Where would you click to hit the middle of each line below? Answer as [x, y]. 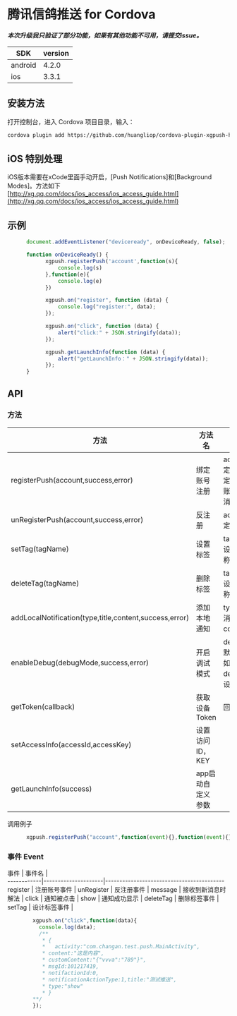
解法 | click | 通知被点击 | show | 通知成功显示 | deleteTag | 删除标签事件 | [113, 898]
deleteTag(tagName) [45, 583]
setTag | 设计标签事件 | [41, 907]
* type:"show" [62, 986]
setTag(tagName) [40, 549]
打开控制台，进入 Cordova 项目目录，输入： [71, 121]
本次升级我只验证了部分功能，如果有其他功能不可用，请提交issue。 [105, 35]
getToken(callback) [43, 706]
